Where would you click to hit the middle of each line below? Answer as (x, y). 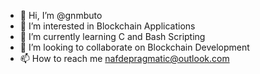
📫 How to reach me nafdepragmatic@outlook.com (124, 58)
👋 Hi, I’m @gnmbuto (61, 15)
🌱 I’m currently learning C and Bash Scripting (112, 36)
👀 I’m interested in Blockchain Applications (107, 26)
